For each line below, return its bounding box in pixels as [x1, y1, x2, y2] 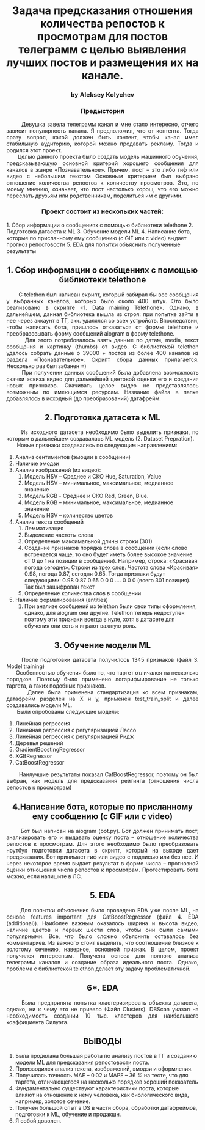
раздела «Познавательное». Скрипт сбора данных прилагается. [6, 356, 199, 363]
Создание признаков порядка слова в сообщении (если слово [24, 545, 188, 552]
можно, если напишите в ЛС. [6, 872, 82, 880]
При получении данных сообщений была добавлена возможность [21, 369, 199, 376]
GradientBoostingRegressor [15, 746, 85, 754]
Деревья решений [15, 739, 63, 747]
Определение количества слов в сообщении [24, 590, 142, 597]
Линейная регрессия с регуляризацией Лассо [15, 727, 137, 734]
